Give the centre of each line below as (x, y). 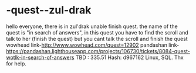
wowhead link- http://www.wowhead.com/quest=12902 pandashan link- (93, 45)
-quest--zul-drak (49, 10)
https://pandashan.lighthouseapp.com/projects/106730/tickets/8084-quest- (98, 51)
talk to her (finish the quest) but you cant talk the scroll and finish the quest (97, 39)
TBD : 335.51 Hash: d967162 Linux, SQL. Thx (129, 57)
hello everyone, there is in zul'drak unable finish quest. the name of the (92, 26)
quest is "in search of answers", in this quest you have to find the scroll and (97, 32)
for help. (16, 63)
